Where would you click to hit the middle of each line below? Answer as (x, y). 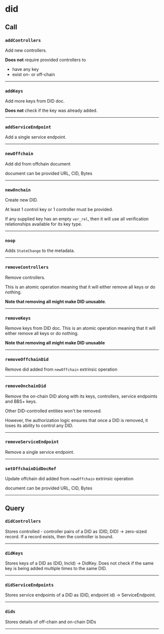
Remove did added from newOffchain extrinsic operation (61, 369)
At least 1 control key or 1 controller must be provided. (59, 210)
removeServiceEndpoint (32, 442)
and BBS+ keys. (21, 401)
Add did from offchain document (38, 164)
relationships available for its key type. (44, 224)
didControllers (23, 521)
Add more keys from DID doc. (35, 101)
